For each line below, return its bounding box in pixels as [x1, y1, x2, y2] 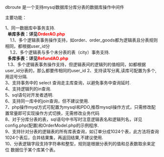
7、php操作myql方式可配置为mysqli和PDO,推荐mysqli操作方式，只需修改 [5, 104, 152, 110]
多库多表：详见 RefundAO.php [7, 56, 69, 61]
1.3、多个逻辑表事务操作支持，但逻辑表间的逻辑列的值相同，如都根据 [7, 61, 146, 67]
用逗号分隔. [5, 74, 28, 79]
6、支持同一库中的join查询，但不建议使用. [5, 98, 90, 104]
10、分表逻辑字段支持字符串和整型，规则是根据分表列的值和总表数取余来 [5, 141, 151, 146]
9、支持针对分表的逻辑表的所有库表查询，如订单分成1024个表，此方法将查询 [5, 129, 159, 134]
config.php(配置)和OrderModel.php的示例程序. [5, 122, 99, 128]
